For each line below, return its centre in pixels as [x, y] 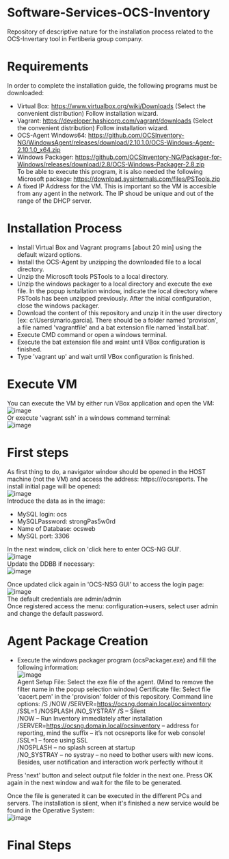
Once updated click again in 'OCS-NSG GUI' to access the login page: [106, 584]
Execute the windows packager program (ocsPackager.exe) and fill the [117, 660]
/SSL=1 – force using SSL [52, 740]
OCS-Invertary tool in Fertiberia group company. [75, 38]
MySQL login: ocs [42, 514]
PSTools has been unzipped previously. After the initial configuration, [114, 298]
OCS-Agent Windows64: [52, 135]
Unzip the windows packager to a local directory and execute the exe [114, 284]
